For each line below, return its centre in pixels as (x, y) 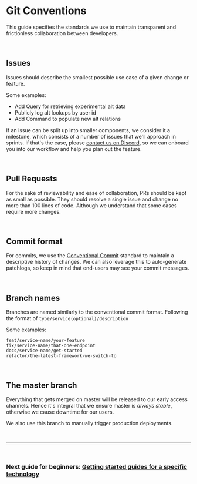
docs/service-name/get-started (44, 351)
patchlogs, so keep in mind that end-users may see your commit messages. (98, 268)
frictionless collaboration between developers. (62, 33)
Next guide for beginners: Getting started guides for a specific (97, 466)
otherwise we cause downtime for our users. (60, 412)
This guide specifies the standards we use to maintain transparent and (91, 27)
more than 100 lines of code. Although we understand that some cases (91, 205)
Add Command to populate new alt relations (68, 119)
